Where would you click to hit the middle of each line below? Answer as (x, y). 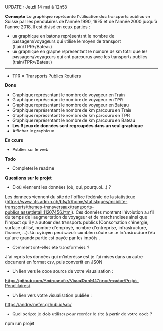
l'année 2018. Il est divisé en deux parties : (48, 27)
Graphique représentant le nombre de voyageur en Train (68, 95)
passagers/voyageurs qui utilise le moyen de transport (66, 41)
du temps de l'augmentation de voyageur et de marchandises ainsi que (76, 217)
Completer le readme (33, 168)
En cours (14, 140)
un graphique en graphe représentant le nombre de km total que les (80, 51)
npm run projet (20, 323)
